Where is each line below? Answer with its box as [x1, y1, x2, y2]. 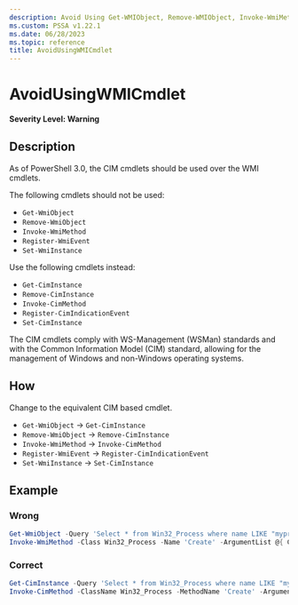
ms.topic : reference [9, 37, 86, 47]
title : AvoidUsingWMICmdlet [9, 46, 114, 55]
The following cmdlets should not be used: [9, 189, 165, 200]
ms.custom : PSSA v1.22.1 [9, 21, 101, 30]
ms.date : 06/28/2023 [9, 29, 86, 38]
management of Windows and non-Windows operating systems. [9, 353, 244, 363]
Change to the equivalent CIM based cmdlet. [9, 402, 173, 413]
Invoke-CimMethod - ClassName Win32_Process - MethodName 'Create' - [9, 587, 264, 596]
